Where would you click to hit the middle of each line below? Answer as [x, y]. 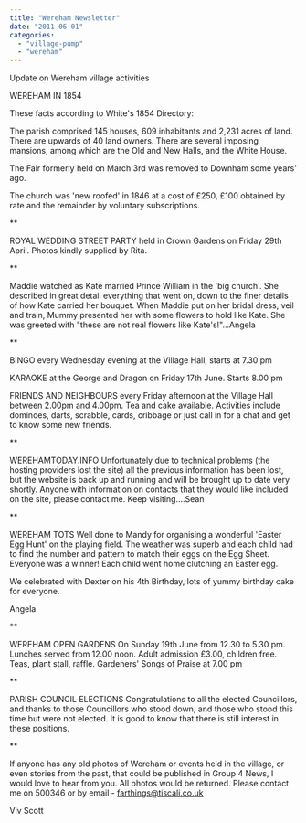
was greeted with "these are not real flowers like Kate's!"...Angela [132, 325]
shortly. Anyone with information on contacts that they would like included [149, 489]
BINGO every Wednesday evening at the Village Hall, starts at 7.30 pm [141, 360]
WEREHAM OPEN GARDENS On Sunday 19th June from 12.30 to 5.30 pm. [148, 645]
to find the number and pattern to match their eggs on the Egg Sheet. [140, 554]
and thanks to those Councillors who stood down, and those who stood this [152, 709]
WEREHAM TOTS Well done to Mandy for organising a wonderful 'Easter [146, 535]
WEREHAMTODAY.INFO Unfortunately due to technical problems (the [140, 460]
